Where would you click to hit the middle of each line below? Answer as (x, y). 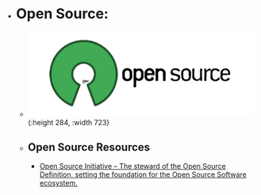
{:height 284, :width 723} (69, 122)
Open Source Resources (89, 147)
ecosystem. (58, 183)
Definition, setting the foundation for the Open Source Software (143, 174)
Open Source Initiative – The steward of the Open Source (132, 166)
